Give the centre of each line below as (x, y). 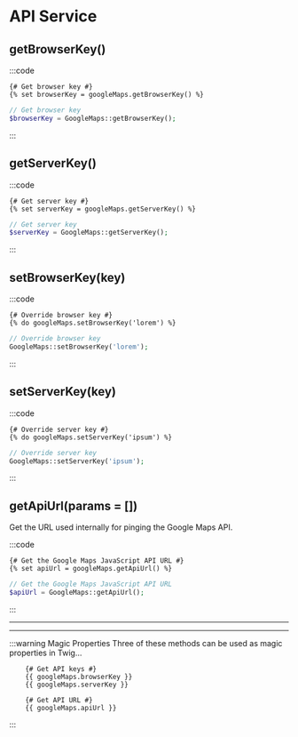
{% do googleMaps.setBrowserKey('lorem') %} (93, 323)
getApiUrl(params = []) (74, 505)
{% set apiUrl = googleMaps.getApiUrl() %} (91, 569)
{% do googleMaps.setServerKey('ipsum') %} (91, 437)
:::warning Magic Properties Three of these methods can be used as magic (146, 643)
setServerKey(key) (63, 392)
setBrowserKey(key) (67, 277)
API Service (53, 16)
